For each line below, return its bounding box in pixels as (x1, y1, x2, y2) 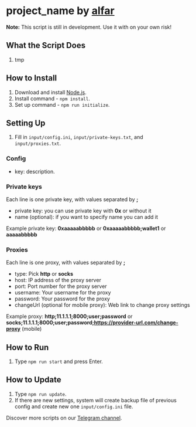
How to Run (6, 342, 49, 353)
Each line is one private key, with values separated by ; (6, 195, 139, 203)
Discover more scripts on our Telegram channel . (6, 414, 122, 421)
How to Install (6, 73, 57, 83)
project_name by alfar (6, 4, 115, 18)
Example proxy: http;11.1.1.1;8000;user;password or (6, 313, 133, 320)
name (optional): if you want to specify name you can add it (14, 213, 159, 221)
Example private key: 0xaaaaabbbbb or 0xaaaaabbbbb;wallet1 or (6, 225, 166, 232)
